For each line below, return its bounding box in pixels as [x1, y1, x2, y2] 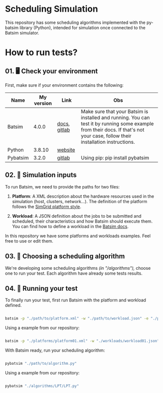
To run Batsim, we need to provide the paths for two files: [5, 184, 120, 189]
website [57, 146, 75, 153]
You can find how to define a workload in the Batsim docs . [12, 223, 129, 229]
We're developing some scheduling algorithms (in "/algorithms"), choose [5, 265, 151, 271]
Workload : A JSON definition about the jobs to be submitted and [12, 213, 142, 219]
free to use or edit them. [5, 238, 53, 244]
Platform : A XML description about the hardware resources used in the [12, 193, 154, 199]
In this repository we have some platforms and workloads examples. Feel [5, 233, 151, 239]
